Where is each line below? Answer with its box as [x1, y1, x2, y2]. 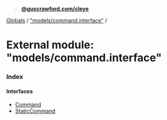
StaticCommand [15, 107, 56, 115]
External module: [6, 38, 94, 52]
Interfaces [6, 87, 33, 95]
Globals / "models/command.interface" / [6, 17, 107, 24]
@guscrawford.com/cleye [21, 5, 89, 12]
